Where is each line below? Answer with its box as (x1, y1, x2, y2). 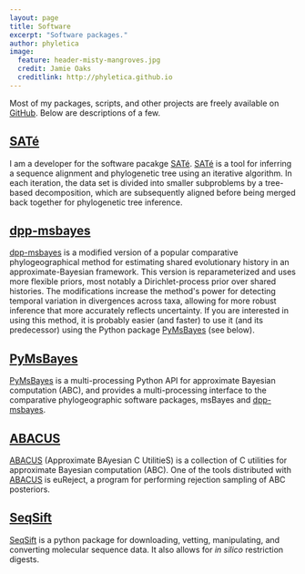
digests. (9, 553, 39, 565)
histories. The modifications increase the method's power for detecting (9, 286, 276, 297)
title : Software (9, 22, 71, 31)
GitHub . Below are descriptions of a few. (9, 107, 161, 118)
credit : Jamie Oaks (17, 65, 92, 74)
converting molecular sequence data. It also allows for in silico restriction (9, 544, 284, 555)
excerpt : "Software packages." (9, 30, 128, 39)
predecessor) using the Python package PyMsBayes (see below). (9, 324, 255, 335)
